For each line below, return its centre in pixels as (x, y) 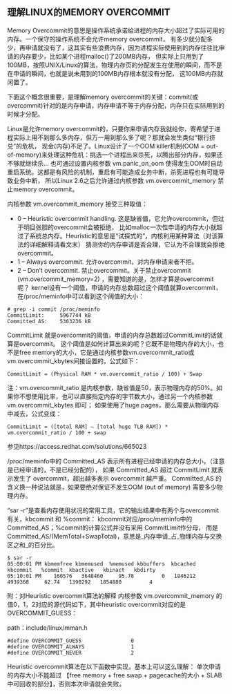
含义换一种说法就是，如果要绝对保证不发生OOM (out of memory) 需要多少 (112, 487)
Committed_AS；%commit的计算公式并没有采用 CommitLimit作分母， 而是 (113, 528)
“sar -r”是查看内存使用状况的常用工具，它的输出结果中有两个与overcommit (113, 510)
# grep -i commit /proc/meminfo (54, 309)
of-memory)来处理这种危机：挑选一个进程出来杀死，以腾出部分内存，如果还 (115, 155)
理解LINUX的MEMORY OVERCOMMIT (89, 12)
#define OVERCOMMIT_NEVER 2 (71, 653)
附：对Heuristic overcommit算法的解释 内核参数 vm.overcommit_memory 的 (115, 595)
